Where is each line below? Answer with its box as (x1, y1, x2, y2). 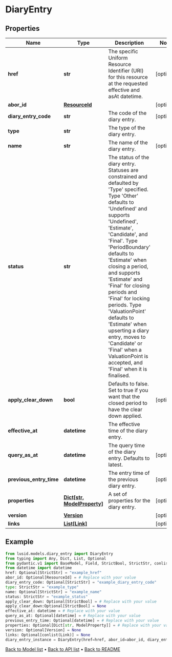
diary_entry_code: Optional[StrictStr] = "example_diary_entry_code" (5, 580, 157, 585)
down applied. (108, 412, 142, 419)
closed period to (108, 399, 147, 407)
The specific (108, 48, 138, 55)
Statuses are (108, 167, 139, 173)
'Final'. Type (108, 237, 138, 244)
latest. (108, 461, 123, 468)
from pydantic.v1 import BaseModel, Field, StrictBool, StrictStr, (5, 561, 153, 566)
